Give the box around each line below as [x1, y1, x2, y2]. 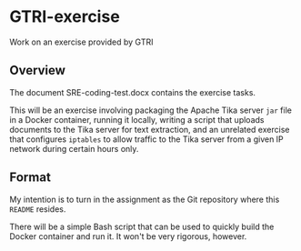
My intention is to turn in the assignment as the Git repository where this [9, 194, 280, 205]
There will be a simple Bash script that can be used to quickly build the [9, 221, 275, 232]
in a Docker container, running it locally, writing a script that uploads [9, 114, 265, 125]
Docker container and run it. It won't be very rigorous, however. [9, 230, 247, 242]
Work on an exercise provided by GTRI [9, 36, 154, 47]
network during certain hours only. [9, 143, 139, 154]
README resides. [9, 203, 66, 215]
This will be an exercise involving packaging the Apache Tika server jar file [9, 105, 293, 115]
